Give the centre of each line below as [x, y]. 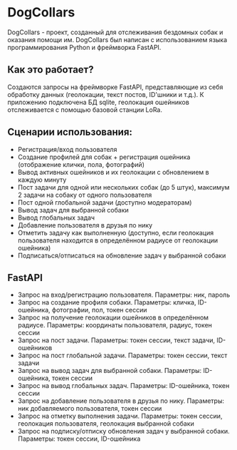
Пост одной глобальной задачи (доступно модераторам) [105, 202]
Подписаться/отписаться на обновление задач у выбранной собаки [122, 255]
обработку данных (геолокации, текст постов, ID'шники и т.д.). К [106, 94]
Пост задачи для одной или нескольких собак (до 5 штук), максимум [123, 187]
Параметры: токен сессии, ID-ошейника [79, 439]
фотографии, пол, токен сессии [100, 310]
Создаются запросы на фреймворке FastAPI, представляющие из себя [115, 87]
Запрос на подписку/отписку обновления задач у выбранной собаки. [123, 431]
